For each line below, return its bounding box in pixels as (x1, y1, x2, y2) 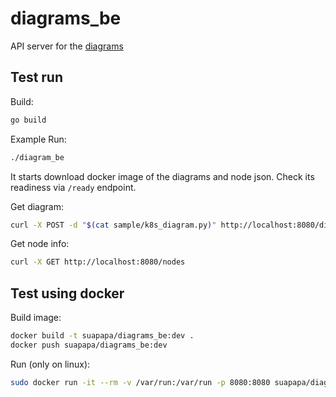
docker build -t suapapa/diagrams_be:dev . (10, 331, 195, 341)
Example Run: (10, 133, 67, 145)
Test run (10, 69, 64, 86)
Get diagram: (10, 200, 64, 212)
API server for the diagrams (10, 40, 124, 52)
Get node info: (10, 238, 70, 250)
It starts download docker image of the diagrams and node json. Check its (10, 170, 315, 182)
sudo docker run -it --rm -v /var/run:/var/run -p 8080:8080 (10, 377, 271, 387)
